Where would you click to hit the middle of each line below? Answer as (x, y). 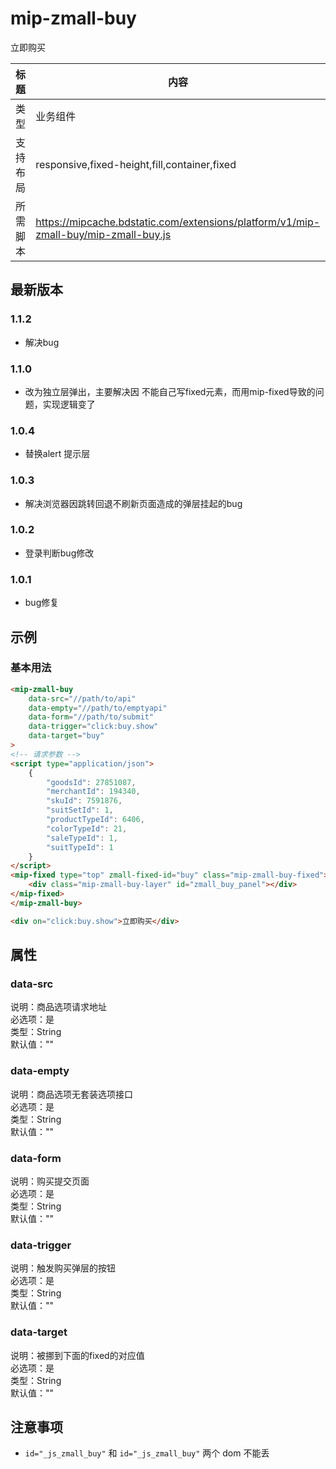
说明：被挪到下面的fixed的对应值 (77, 1355)
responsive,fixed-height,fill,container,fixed (136, 164)
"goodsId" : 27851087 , (91, 782)
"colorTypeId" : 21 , (87, 828)
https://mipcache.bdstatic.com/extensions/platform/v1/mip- (178, 222)
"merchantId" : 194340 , (93, 792)
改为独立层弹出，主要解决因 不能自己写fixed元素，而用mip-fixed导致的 (170, 391)
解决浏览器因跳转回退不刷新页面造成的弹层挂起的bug (133, 503)
